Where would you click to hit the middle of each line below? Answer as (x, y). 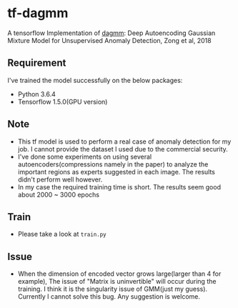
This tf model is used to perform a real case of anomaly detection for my (124, 141)
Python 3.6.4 (36, 94)
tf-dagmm (38, 13)
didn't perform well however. (60, 179)
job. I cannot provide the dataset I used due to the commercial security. (123, 149)
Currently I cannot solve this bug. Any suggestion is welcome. (109, 297)
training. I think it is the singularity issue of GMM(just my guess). (113, 289)
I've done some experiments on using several (85, 157)
